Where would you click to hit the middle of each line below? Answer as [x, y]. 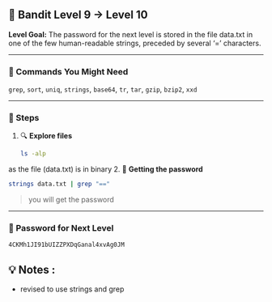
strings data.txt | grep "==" [59, 184]
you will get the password [71, 200]
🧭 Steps [24, 118]
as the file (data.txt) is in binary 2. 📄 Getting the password [106, 169]
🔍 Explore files [46, 136]
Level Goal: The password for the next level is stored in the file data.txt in [131, 34]
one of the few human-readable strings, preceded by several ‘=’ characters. [135, 43]
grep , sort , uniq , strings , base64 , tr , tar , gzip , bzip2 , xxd [103, 89]
